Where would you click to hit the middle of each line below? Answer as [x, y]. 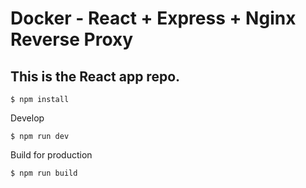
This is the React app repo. [95, 76]
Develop [27, 118]
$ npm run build [44, 173]
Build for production [51, 155]
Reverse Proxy [72, 39]
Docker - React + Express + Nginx [153, 18]
